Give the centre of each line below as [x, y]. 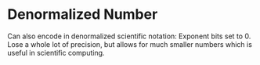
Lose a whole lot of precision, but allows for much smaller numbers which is [130, 44]
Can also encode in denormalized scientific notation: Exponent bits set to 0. [129, 36]
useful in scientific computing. [56, 52]
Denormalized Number [83, 14]
